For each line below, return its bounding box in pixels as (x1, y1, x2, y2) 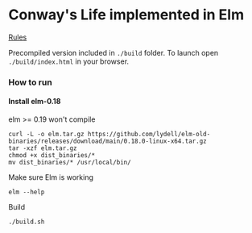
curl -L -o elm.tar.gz (8, 131, 85, 139)
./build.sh (8, 218, 45, 227)
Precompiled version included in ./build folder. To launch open (8, 48, 219, 57)
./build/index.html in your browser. (8, 56, 130, 66)
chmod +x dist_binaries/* (8, 152, 95, 160)
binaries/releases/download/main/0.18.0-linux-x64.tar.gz (8, 137, 207, 146)
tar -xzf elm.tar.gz (8, 144, 78, 152)
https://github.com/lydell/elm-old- (87, 131, 211, 139)
